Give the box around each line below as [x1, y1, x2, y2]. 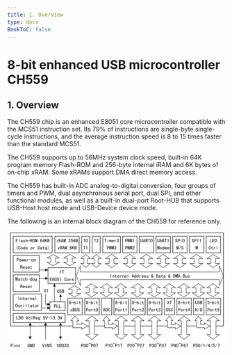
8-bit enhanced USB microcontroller [7, 56, 221, 72]
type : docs [7, 18, 39, 26]
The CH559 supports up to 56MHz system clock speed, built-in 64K [7, 153, 203, 161]
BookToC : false [7, 26, 51, 33]
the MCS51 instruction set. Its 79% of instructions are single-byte [7, 125, 194, 134]
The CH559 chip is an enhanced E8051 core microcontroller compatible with [7, 118, 226, 126]
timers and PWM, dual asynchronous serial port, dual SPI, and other [7, 189, 201, 198]
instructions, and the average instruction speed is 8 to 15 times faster [24, 132, 222, 141]
